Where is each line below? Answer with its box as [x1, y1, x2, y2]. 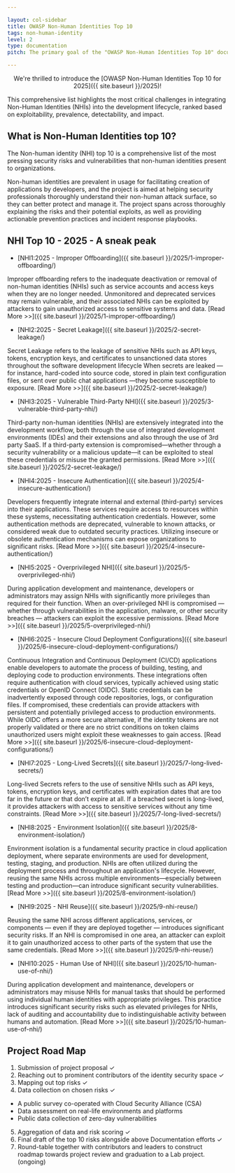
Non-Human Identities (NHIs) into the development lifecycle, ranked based [7, 103, 222, 111]
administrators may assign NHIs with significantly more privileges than [7, 591, 211, 599]
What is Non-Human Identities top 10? [7, 130, 177, 142]
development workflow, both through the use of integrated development [7, 425, 215, 434]
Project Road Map [7, 1045, 86, 1057]
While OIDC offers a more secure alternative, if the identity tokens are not [7, 715, 219, 723]
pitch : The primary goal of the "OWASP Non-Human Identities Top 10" [7, 49, 215, 56]
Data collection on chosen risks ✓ [17, 1086, 115, 1095]
